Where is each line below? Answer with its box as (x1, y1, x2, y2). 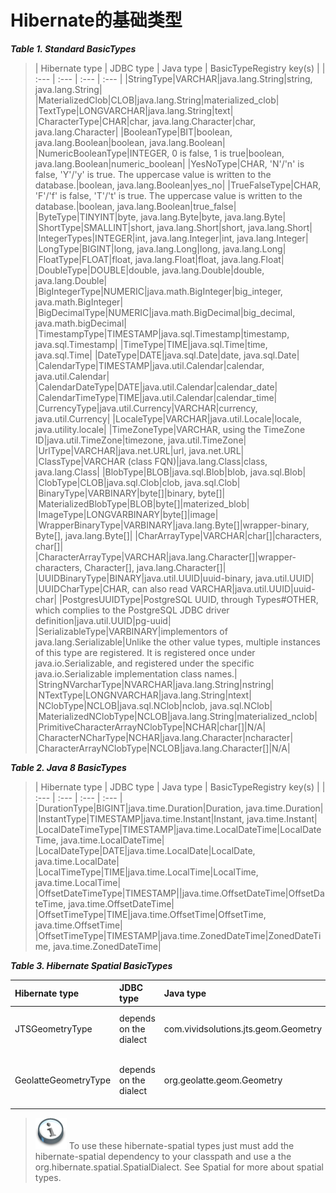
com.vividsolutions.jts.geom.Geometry (163, 1023, 323, 1035)
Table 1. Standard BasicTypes (10, 42, 137, 55)
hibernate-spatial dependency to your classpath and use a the (34, 1151, 292, 1163)
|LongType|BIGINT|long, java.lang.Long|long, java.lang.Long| (34, 242, 287, 255)
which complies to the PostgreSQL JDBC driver (34, 604, 230, 616)
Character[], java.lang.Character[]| (84, 561, 227, 573)
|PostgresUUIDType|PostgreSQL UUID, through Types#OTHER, (59, 593, 319, 605)
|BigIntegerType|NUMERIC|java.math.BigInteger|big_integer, (34, 285, 283, 297)
